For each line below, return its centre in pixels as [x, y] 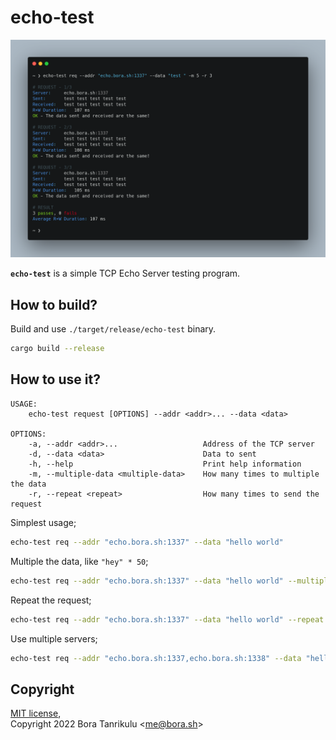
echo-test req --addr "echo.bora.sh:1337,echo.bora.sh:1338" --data [156, 658]
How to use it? [55, 379]
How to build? [54, 304]
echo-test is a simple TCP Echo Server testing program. [125, 273]
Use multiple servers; [54, 638]
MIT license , [36, 713]
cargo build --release [57, 349]
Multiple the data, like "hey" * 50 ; [79, 561]
